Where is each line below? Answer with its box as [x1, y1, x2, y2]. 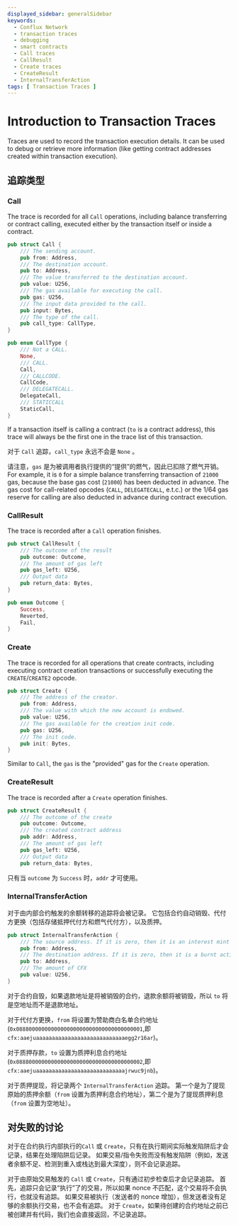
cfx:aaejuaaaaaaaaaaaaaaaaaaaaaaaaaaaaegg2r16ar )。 [7, 1033, 162, 1041]
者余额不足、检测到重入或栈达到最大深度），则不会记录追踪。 [7, 1159, 184, 1168]
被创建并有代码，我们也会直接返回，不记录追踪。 [7, 1210, 150, 1219]
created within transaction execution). [7, 152, 118, 160]
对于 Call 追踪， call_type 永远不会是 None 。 [7, 447, 139, 455]
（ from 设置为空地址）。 [7, 1099, 75, 1107]
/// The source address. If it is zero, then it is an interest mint [20, 938, 230, 946]
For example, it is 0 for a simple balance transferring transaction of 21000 [7, 470, 219, 479]
